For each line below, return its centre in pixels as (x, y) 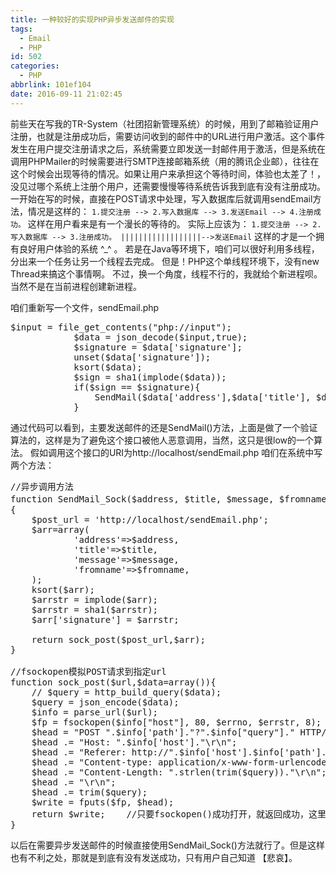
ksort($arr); (63, 589)
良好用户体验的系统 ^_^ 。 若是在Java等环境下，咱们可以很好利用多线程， (169, 248)
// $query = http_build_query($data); (126, 692)
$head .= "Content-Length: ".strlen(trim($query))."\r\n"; (179, 772)
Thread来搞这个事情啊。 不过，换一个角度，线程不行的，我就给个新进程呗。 (166, 273)
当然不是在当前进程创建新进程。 (76, 286)
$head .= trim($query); (89, 792)
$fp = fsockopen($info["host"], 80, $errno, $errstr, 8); (176, 722)
